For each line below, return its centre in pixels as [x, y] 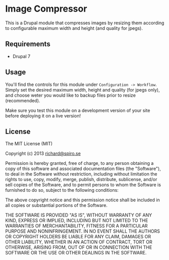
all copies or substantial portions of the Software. [56, 205]
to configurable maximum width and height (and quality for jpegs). [74, 28]
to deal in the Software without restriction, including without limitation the [81, 174]
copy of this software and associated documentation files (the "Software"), [83, 169]
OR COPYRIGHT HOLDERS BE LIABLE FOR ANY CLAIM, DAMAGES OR [78, 237]
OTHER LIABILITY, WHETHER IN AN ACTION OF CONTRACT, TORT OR [79, 242]
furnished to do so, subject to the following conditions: [62, 190]
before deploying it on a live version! [43, 116]
